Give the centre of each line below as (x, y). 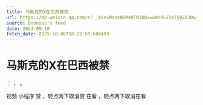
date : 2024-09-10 (28, 28)
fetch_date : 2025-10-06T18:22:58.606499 (58, 34)
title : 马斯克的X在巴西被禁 (37, 12)
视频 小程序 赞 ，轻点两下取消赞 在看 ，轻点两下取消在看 (76, 96)
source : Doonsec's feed (36, 23)
